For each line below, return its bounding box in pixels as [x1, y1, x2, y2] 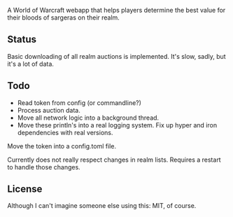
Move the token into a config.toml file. [7, 141, 117, 150]
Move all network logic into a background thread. [17, 113, 160, 122]
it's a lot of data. [7, 59, 55, 68]
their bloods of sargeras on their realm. [7, 13, 120, 22]
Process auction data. [17, 106, 80, 114]
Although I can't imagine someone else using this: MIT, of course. [7, 202, 197, 210]
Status [7, 34, 37, 45]
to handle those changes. [7, 162, 80, 171]
